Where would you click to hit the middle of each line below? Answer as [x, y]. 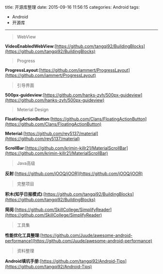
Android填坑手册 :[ [23, 261]
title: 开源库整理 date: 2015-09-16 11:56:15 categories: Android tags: [72, 7]
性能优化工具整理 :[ [24, 235]
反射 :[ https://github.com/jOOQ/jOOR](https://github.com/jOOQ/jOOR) [74, 173]
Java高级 [26, 163]
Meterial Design [33, 110]
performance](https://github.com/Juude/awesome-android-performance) [79, 241]
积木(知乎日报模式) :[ [25, 194]
